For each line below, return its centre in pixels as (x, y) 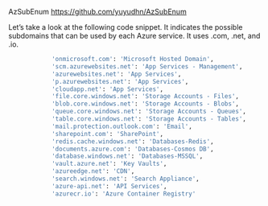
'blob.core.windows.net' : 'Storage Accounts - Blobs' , (145, 104)
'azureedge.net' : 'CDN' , (93, 171)
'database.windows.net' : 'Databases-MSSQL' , (127, 156)
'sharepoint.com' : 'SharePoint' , (107, 134)
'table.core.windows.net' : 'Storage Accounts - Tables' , (149, 119)
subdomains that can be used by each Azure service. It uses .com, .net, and (134, 36)
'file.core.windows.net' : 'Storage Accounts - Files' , (145, 97)
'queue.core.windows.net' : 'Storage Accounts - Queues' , (149, 112)
